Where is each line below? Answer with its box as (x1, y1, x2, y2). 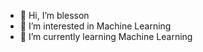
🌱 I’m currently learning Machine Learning (19, 31, 193, 42)
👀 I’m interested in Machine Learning (19, 20, 172, 32)
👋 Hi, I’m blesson (19, 10, 90, 21)
